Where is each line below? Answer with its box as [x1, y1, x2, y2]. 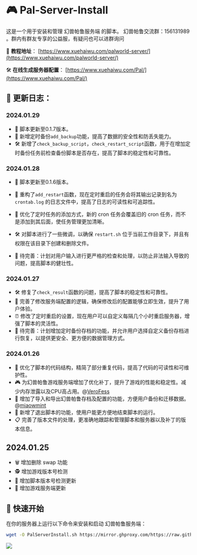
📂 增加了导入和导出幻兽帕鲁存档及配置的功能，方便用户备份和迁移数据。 [14, 395, 189, 402]
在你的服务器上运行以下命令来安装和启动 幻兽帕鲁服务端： [6, 520, 147, 527]
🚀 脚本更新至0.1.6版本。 [14, 178, 72, 185]
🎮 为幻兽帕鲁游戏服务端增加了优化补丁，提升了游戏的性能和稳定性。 [14, 379, 182, 386]
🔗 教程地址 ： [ [6, 47, 40, 55]
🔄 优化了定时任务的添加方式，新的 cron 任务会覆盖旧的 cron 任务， [14, 210, 176, 218]
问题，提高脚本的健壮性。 [14, 259, 77, 266]
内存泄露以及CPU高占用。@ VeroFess [19, 387, 110, 394]
